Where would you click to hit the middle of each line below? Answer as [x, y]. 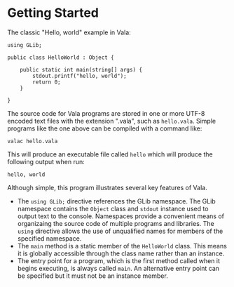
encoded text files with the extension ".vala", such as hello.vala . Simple [111, 121]
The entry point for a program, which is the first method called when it [119, 260]
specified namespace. [49, 238]
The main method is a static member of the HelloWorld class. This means [122, 246]
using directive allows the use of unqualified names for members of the [120, 231]
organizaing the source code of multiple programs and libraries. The [116, 223]
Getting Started [53, 13]
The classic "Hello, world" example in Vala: [69, 32]
